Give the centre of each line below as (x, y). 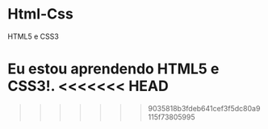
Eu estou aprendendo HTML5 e (113, 69)
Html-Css (40, 14)
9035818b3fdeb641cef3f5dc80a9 (204, 108)
